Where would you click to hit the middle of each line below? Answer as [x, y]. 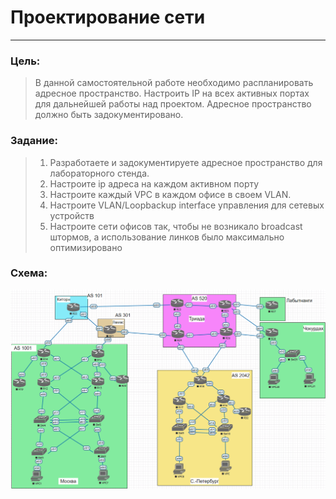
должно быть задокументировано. [109, 115]
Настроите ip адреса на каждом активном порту [154, 183]
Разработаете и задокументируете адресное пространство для [186, 162]
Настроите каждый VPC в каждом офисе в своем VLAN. [170, 194]
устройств [72, 215]
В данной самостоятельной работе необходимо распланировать [174, 83]
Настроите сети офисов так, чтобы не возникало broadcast [176, 226]
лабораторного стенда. [99, 173]
